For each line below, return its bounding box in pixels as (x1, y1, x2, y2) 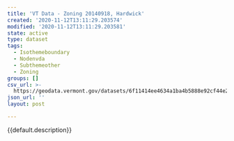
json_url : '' (7, 94, 45, 101)
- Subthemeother (13, 62, 61, 69)
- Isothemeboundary (13, 49, 70, 56)
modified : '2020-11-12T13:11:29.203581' (7, 23, 127, 30)
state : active (7, 29, 49, 37)
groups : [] (7, 74, 39, 82)
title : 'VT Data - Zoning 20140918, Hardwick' (7, 10, 145, 17)
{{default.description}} (7, 126, 72, 134)
